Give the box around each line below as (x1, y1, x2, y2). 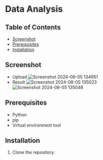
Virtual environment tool (12, 122, 61, 128)
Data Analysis (5, 3, 63, 15)
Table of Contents (5, 23, 61, 32)
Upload (12, 74, 27, 80)
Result (12, 79, 26, 85)
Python (12, 112, 27, 118)
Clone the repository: (12, 149, 55, 156)
